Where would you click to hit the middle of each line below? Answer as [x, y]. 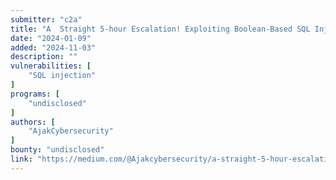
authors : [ [33, 122]
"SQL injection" [62, 76]
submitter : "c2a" [46, 19]
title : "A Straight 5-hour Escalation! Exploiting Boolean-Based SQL [160, 29]
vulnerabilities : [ [51, 66]
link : [21, 159]
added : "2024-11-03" [53, 47]
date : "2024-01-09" [51, 38]
